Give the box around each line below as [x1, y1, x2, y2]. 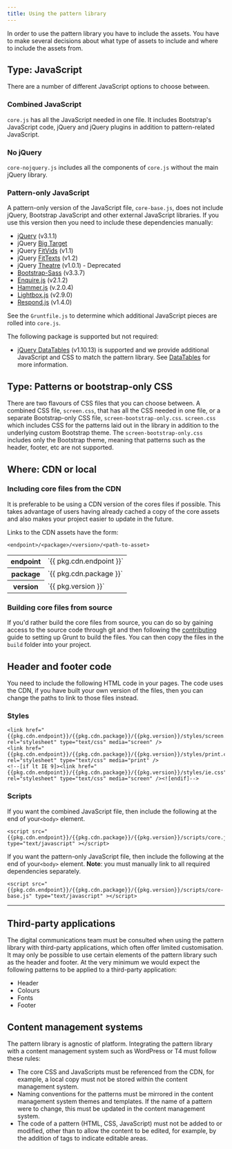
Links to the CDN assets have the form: [7, 528, 119, 536]
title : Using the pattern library [7, 10, 107, 17]
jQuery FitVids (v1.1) [17, 247, 74, 255]
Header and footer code [7, 660, 112, 673]
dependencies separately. [7, 867, 81, 875]
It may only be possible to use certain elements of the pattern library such [7, 951, 217, 959]
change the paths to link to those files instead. [7, 693, 139, 702]
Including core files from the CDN [7, 484, 122, 494]
